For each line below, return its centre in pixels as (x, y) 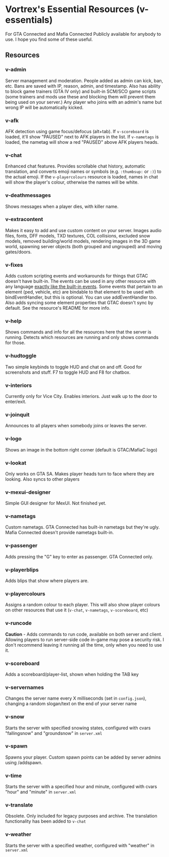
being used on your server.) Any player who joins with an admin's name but (84, 102)
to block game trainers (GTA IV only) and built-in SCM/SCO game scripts (81, 91)
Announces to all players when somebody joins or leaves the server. (76, 426)
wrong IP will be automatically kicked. (44, 107)
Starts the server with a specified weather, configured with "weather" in (80, 845)
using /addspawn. (24, 762)
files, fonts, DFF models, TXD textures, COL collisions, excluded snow (78, 236)
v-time (13, 775)
